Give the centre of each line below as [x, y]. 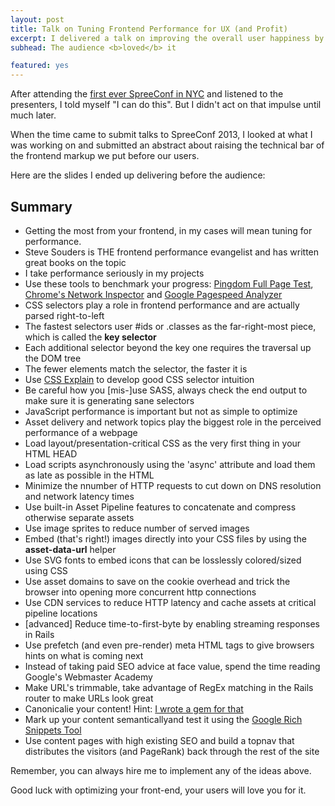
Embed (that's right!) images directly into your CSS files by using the [166, 538]
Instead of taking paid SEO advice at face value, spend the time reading [172, 666]
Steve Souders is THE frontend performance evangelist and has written [172, 252]
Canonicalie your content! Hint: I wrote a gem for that [134, 708]
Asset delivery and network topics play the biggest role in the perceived [173, 422]
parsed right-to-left [64, 315]
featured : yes [40, 66]
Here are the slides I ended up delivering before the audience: [138, 175]
